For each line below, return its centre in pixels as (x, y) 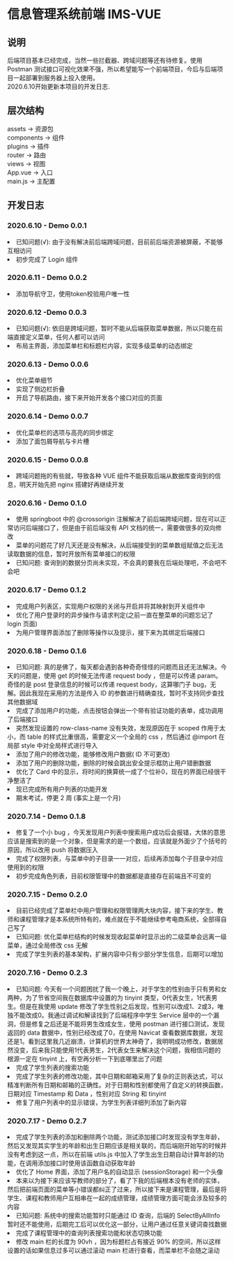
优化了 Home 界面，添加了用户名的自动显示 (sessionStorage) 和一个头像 (120, 1172)
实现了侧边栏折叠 (40, 389)
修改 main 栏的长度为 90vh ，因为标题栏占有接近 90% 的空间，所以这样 (119, 1242)
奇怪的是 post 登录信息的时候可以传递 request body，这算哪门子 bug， (109, 684)
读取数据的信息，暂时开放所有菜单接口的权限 (71, 554)
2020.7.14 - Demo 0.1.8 (46, 816)
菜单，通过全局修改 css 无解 (48, 945)
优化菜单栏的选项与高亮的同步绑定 (65, 432)
